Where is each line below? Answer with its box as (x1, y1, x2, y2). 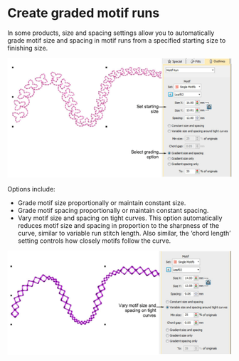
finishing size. (7, 43, 48, 52)
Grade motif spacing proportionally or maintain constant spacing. (17, 206, 209, 215)
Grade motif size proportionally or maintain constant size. (17, 199, 186, 207)
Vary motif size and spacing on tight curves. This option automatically (17, 214, 223, 222)
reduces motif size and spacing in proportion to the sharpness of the (17, 221, 219, 230)
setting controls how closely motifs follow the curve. (17, 236, 171, 245)
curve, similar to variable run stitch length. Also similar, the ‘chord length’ (17, 229, 231, 238)
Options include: (7, 185, 55, 194)
